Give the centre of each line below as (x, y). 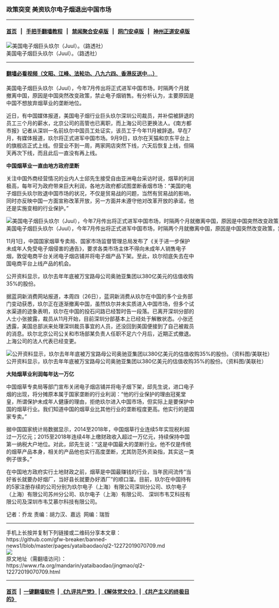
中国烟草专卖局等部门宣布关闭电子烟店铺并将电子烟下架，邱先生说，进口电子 (100, 386)
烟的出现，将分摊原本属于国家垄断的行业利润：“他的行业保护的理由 (89, 394)
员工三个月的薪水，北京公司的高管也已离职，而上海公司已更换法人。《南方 (96, 123)
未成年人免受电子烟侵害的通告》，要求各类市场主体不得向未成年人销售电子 (96, 248)
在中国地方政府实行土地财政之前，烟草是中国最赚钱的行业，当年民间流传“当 (99, 472)
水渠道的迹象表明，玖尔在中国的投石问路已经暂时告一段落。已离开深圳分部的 (100, 311)
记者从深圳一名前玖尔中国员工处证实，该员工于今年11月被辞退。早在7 (106, 130)
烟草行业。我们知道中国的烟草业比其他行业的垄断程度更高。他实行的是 (103, 409)
